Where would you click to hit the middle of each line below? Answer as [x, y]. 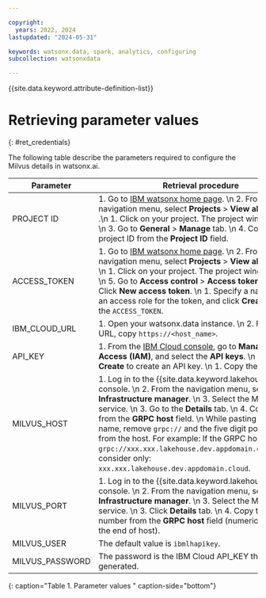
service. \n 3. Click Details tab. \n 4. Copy [176, 511]
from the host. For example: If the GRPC [172, 439]
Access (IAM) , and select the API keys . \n [177, 356]
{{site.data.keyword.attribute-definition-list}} [81, 89]
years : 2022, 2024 [46, 30]
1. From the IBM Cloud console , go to [167, 347]
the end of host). [129, 531]
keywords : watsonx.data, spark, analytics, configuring [102, 51]
